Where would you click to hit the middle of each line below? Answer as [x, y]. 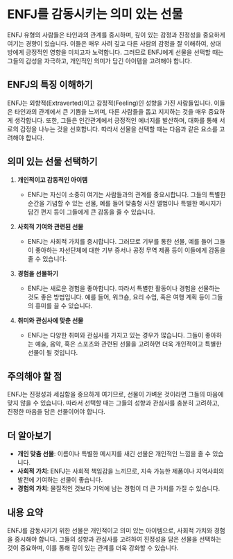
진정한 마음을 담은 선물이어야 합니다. [56, 412]
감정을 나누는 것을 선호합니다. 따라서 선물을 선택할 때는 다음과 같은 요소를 [119, 128]
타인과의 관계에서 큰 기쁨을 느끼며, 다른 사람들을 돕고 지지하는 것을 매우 [110, 111]
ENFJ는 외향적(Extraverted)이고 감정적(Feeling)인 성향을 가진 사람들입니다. [110, 103]
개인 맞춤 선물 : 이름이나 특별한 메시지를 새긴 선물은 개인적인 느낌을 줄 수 [114, 454]
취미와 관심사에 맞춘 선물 [50, 320]
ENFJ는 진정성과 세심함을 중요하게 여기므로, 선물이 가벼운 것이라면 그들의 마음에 [115, 394]
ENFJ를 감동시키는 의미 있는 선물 [95, 14]
